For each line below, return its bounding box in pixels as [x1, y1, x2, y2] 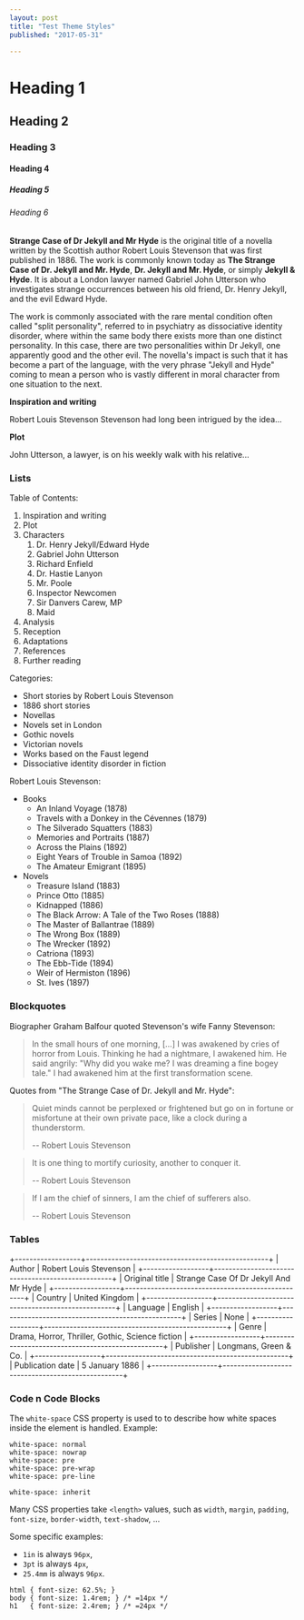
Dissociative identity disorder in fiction [22, 758, 166, 769]
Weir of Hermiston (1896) [35, 967, 132, 978]
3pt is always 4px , [22, 1558, 89, 1570]
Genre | [239, 1321, 268, 1331]
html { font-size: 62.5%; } [9, 1585, 116, 1595]
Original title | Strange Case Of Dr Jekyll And [123, 1272, 291, 1283]
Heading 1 [9, 77, 86, 98]
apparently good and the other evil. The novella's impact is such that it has [9, 349, 289, 360]
